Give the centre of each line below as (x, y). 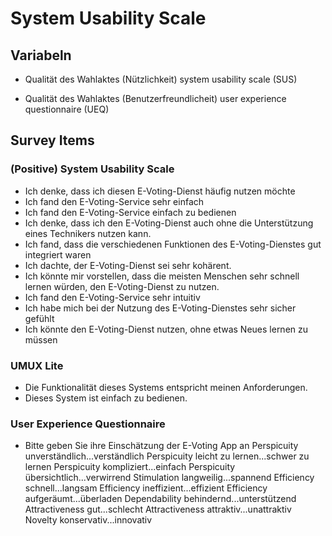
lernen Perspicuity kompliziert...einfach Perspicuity (130, 467)
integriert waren (58, 254)
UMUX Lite (37, 365)
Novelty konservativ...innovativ (88, 520)
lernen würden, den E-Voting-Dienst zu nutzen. (122, 286)
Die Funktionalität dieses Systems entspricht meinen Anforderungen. (166, 387)
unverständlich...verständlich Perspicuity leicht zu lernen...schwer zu (167, 456)
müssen (41, 339)
